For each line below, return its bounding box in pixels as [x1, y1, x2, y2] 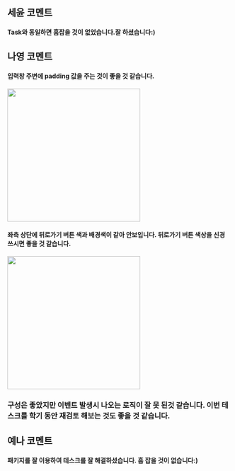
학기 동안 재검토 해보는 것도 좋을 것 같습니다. [29, 411, 171, 421]
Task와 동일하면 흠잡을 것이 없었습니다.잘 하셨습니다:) [7, 28, 156, 36]
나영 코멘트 [7, 50, 53, 62]
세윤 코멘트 [7, 6, 53, 19]
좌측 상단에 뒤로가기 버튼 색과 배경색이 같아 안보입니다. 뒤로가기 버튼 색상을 [7, 231, 212, 239]
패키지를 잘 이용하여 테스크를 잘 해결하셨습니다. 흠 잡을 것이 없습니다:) [7, 456, 198, 465]
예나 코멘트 [7, 435, 53, 447]
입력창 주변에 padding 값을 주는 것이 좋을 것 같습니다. [7, 72, 155, 80]
